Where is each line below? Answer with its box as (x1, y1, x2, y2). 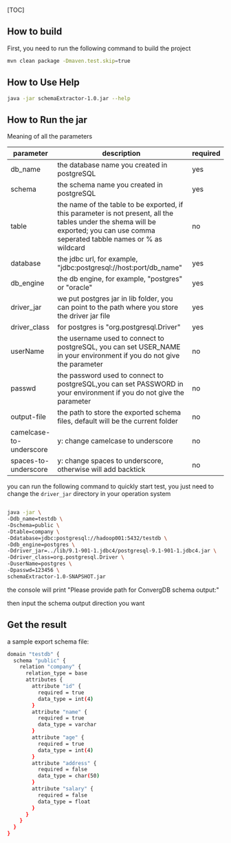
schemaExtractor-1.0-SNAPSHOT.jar (7, 573, 107, 580)
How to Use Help (7, 77, 80, 88)
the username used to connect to (57, 334, 165, 344)
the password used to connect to (57, 370, 164, 380)
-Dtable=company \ (7, 528, 60, 535)
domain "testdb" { (7, 651, 60, 657)
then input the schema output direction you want (7, 599, 145, 607)
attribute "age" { (32, 734, 85, 741)
